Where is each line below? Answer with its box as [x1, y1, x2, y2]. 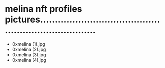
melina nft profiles [5, 3, 82, 15]
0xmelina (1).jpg [12, 41, 46, 47]
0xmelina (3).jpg [12, 51, 46, 58]
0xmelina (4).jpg [12, 57, 46, 63]
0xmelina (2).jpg [12, 46, 46, 52]
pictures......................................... [5, 14, 160, 25]
